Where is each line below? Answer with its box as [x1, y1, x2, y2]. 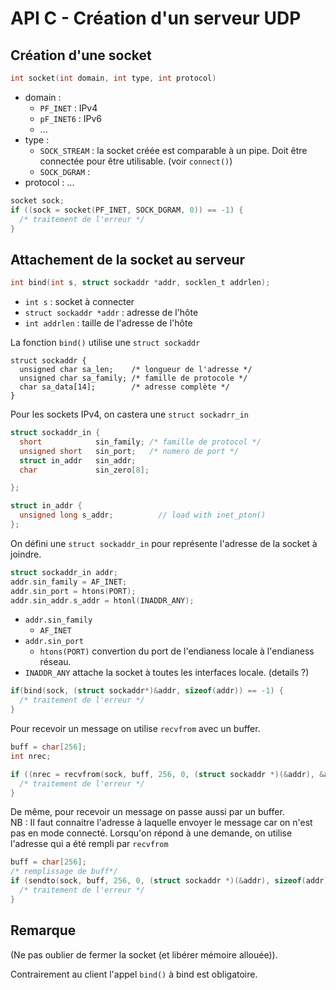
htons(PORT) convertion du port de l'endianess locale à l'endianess [39, 645, 315, 657]
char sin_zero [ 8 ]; [19, 465, 150, 475]
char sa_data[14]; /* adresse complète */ [19, 382, 230, 392]
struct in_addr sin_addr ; [19, 455, 137, 466]
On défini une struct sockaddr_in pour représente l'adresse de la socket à [10, 537, 318, 549]
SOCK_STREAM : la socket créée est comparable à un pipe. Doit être [39, 144, 308, 156]
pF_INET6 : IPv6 [39, 112, 103, 124]
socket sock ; [10, 195, 65, 206]
